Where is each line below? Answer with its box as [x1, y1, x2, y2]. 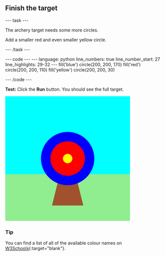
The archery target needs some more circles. [5, 27, 99, 33]
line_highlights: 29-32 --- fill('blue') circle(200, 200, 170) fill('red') [5, 61, 141, 67]
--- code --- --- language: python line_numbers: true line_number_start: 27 [5, 56, 160, 62]
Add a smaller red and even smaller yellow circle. [5, 37, 107, 43]
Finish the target [5, 4, 58, 13]
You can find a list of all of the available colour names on [5, 240, 122, 246]
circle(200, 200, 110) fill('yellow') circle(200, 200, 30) [5, 67, 115, 73]
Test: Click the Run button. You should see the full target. [5, 86, 124, 92]
